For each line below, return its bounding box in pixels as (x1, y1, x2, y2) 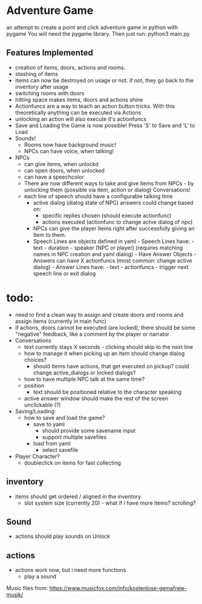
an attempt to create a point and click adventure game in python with (6, 24, 178, 31)
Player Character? (15, 453, 60, 460)
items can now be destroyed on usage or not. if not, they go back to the (15, 76, 194, 84)
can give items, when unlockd (24, 160, 99, 167)
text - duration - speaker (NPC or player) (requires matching (33, 244, 183, 251)
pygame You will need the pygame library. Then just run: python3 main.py (6, 30, 190, 37)
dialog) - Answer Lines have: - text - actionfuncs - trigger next (33, 263, 189, 270)
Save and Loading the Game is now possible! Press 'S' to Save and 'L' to (15, 122, 195, 129)
